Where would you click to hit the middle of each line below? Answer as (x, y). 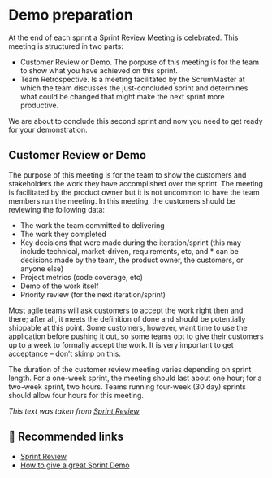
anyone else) (42, 268)
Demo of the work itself (59, 286)
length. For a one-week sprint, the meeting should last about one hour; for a (135, 378)
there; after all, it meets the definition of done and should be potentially (127, 318)
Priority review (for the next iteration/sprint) (93, 294)
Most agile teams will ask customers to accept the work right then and (126, 310)
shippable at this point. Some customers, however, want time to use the (128, 327)
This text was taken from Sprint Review (74, 411)
